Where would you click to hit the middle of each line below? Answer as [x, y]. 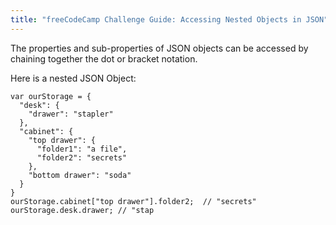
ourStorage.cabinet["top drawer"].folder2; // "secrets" [133, 201]
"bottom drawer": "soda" [80, 175]
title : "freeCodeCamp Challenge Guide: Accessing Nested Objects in [156, 19]
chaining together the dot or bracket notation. [104, 58]
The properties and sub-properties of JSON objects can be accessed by [159, 48]
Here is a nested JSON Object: [73, 78]
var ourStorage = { [51, 96]
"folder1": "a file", [82, 149]
